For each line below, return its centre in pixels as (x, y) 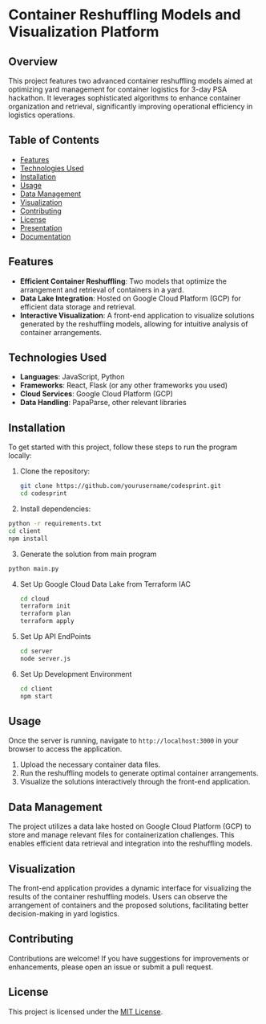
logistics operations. (42, 115)
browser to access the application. (65, 749)
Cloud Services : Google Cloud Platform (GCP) (97, 394)
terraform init (45, 606)
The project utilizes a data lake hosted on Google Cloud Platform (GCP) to (130, 826)
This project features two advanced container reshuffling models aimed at (131, 81)
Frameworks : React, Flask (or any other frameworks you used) (124, 385)
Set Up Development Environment (76, 674)
